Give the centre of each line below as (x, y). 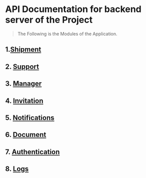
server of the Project (49, 20)
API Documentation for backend (73, 9)
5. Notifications (30, 118)
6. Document (26, 135)
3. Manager (23, 84)
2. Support (22, 66)
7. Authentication (33, 152)
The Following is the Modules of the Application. (67, 34)
